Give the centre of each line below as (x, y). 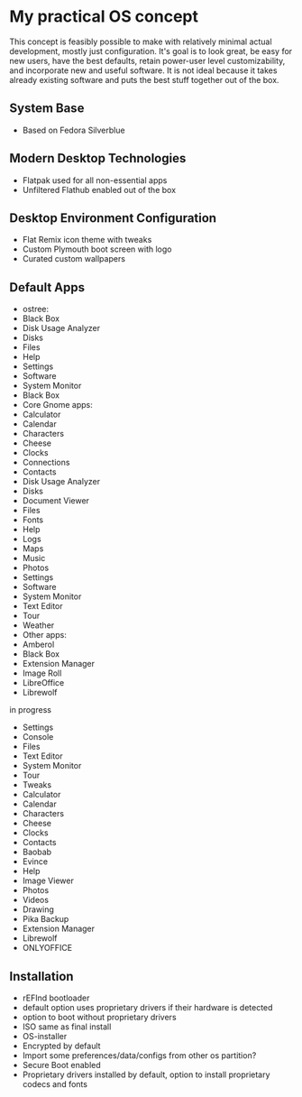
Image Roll (42, 673)
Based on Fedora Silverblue (73, 130)
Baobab (37, 852)
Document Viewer (56, 501)
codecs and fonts (55, 1084)
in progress (31, 710)
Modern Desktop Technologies (98, 158)
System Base (47, 109)
